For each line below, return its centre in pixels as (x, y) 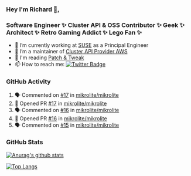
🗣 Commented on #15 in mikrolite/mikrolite (66, 125)
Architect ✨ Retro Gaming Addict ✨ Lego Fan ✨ (74, 32)
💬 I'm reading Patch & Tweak (49, 57)
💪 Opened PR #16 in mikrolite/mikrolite (61, 118)
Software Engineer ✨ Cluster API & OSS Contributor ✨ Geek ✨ (95, 25)
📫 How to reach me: (40, 65)
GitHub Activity (28, 82)
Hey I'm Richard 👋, (33, 9)
